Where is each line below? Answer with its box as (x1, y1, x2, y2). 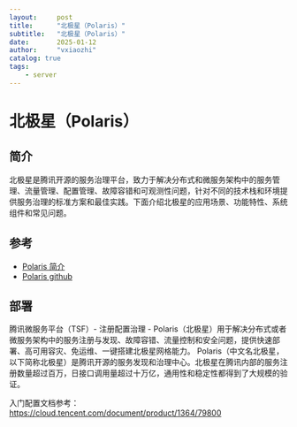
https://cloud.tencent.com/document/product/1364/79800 (9, 408, 222, 418)
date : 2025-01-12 (9, 37, 97, 47)
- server (25, 71, 57, 80)
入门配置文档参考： (9, 398, 80, 408)
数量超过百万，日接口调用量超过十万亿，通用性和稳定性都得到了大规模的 (16, 368, 280, 378)
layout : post (9, 12, 73, 22)
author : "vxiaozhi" (9, 46, 97, 55)
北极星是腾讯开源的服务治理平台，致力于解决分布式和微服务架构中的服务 (9, 174, 272, 185)
